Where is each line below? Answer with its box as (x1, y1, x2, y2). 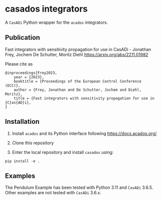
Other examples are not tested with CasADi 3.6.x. (5, 190, 102, 196)
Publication (5, 33, 40, 42)
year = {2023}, (14, 74, 44, 80)
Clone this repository (12, 140, 54, 146)
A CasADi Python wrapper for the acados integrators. (5, 19, 108, 25)
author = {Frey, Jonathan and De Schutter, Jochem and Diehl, (14, 87, 142, 92)
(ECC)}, (5, 83, 21, 88)
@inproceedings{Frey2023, (5, 70, 57, 75)
